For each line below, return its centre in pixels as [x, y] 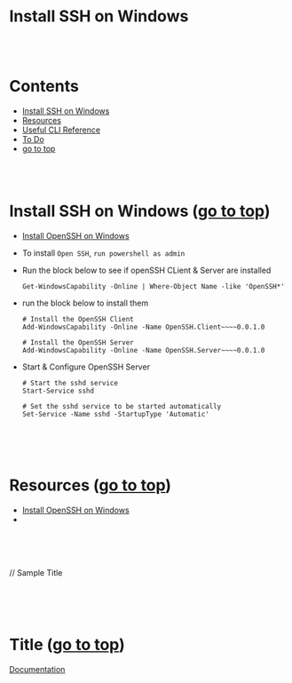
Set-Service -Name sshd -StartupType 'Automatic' [116, 414]
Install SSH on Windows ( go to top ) [140, 211]
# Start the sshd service [70, 383]
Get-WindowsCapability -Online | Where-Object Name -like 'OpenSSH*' [154, 286]
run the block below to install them [85, 303]
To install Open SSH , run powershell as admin [103, 253]
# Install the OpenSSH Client [78, 319]
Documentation [37, 669]
